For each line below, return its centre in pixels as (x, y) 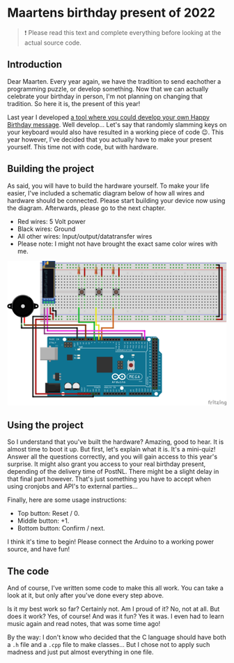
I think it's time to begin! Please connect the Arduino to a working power (111, 542)
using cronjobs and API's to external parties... (72, 486)
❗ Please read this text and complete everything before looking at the (123, 32)
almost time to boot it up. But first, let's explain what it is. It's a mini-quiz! (111, 449)
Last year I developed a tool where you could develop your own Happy (109, 117)
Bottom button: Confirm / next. (61, 528)
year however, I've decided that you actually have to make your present (110, 139)
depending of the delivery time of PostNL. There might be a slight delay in (113, 472)
